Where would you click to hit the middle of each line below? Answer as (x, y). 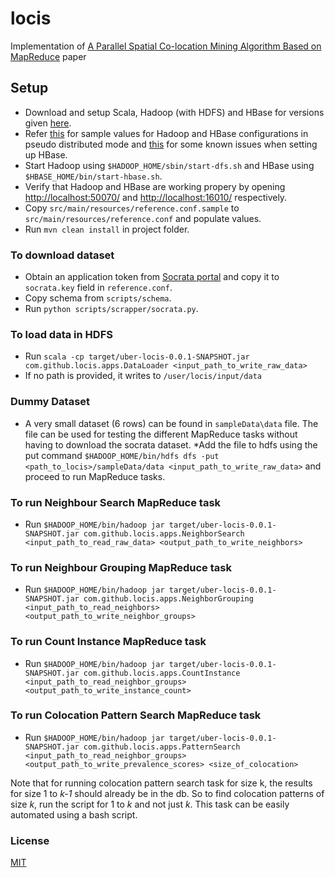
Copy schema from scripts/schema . (98, 298)
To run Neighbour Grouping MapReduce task (121, 567)
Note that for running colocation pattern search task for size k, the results (161, 783)
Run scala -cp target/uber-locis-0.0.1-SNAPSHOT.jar (137, 356)
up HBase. (46, 154)
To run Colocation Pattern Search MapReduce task (136, 715)
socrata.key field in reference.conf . (98, 288)
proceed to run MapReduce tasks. (95, 476)
